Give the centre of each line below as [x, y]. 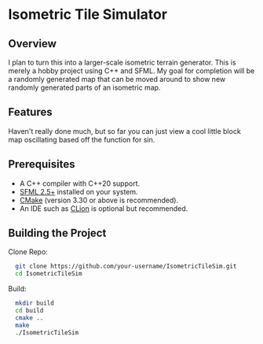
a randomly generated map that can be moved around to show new [117, 79]
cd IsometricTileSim [49, 274]
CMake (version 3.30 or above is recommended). [99, 200]
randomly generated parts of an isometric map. [84, 87]
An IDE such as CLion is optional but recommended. [104, 208]
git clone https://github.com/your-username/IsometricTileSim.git [126, 266]
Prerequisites [42, 164]
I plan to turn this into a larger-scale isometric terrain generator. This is [122, 62]
